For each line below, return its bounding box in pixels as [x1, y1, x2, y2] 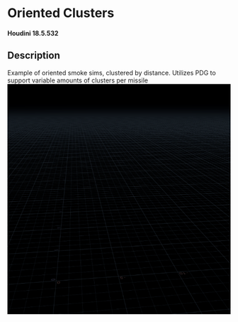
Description [7, 50, 60, 62]
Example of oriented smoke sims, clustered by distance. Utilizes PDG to [7, 68, 216, 77]
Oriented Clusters [7, 5, 115, 21]
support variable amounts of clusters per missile [7, 76, 149, 85]
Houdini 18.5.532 [7, 28, 59, 37]
